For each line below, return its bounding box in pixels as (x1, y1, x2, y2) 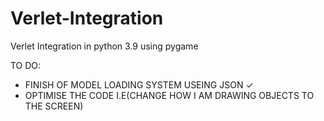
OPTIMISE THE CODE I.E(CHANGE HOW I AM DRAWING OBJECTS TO (24, 89, 315, 101)
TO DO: (10, 59, 42, 71)
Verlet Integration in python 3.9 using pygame (10, 40, 199, 52)
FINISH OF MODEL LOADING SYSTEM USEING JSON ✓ (24, 78, 254, 91)
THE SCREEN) (24, 100, 84, 112)
